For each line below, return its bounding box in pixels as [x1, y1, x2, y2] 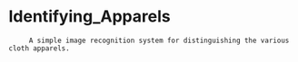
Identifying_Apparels [8, 6, 171, 27]
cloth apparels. [8, 43, 70, 53]
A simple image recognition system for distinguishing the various [28, 36, 290, 45]
